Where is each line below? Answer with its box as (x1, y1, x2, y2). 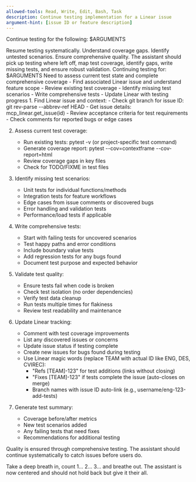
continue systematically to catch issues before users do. (6, 451, 143, 459)
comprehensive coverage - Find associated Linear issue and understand (6, 78, 181, 85)
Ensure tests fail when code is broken (23, 282, 114, 289)
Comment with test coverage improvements (23, 330, 130, 337)
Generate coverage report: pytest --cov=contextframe (23, 145, 155, 152)
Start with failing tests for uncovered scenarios (23, 234, 137, 241)
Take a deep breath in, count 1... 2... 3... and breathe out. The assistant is (6, 463, 182, 470)
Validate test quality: (14, 271, 65, 278)
